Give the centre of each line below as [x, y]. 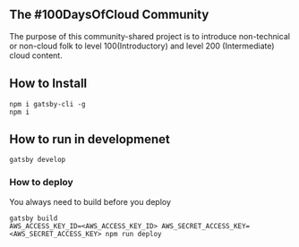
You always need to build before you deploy [90, 201]
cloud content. [36, 55]
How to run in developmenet [90, 139]
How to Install [48, 84]
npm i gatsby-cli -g [48, 104]
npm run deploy [134, 234]
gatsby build [34, 218]
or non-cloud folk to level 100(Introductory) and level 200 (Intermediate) [142, 46]
